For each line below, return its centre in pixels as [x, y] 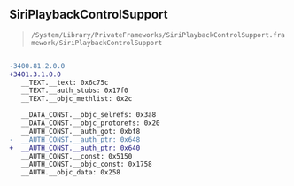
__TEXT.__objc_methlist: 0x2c [77, 99]
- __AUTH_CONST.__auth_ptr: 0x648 [75, 139]
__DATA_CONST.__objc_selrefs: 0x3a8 [89, 115]
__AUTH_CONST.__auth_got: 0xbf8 [81, 131]
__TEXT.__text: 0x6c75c [65, 82]
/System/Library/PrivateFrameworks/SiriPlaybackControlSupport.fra [158, 35]
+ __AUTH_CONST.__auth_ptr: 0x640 [75, 148]
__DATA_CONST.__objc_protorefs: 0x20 [91, 123]
